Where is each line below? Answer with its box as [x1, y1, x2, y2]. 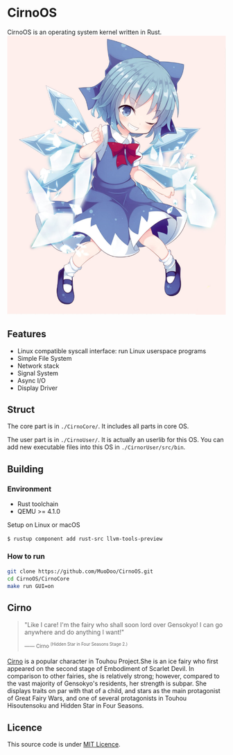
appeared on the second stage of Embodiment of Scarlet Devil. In [7, 665, 194, 673]
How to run [7, 551, 45, 561]
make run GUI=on [7, 583, 54, 590]
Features [7, 328, 46, 340]
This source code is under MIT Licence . [7, 740, 121, 749]
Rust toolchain [17, 500, 59, 508]
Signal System [17, 368, 59, 377]
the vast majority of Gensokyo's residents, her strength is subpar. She [7, 679, 207, 688]
